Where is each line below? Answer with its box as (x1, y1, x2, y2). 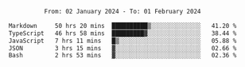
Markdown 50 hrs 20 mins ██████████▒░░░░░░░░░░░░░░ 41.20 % (8, 22, 237, 30)
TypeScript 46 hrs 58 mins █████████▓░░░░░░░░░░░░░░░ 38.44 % (8, 29, 237, 37)
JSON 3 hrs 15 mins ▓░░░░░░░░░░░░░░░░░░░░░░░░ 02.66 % (8, 44, 237, 52)
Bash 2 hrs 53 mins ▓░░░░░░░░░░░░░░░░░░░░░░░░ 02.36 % (8, 52, 237, 60)
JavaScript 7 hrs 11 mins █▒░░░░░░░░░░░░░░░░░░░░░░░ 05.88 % (8, 37, 237, 45)
